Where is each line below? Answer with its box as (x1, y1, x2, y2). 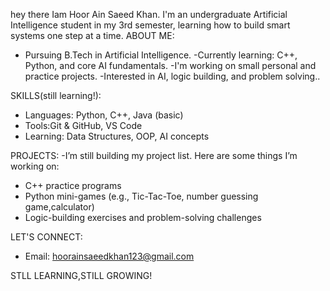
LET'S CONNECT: (10, 231, 83, 243)
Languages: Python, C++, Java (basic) (24, 109, 184, 121)
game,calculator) (24, 201, 95, 213)
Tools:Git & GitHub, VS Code (24, 120, 143, 131)
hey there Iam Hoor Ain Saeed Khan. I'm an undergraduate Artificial (10, 9, 288, 20)
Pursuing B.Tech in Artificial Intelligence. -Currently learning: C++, (24, 49, 298, 61)
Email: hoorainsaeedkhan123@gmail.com (24, 250, 195, 262)
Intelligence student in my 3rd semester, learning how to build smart (10, 19, 291, 31)
